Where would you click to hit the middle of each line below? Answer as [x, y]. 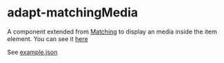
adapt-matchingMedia [73, 13]
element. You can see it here [48, 38]
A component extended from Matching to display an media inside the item [112, 32]
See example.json [32, 52]
